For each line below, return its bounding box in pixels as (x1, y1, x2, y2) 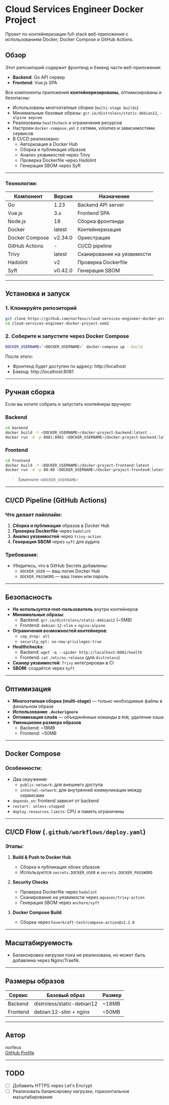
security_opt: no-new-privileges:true (20, 640, 102, 645)
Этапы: (5, 843, 24, 850)
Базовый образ (46, 991, 86, 998)
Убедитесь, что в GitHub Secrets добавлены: (12, 563, 108, 569)
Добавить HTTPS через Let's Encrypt (12, 1082, 93, 1088)
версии (28, 115, 42, 120)
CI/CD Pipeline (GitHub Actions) (5, 496, 107, 504)
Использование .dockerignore (12, 708, 78, 715)
